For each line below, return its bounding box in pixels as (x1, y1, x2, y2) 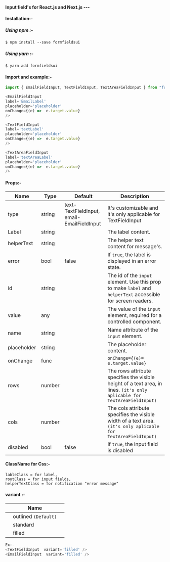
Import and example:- (5, 74, 52, 80)
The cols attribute (107, 404, 150, 411)
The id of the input (107, 272, 152, 279)
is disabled (107, 447, 133, 454)
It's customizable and (107, 204, 158, 211)
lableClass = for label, (5, 472, 58, 477)
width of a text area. (107, 417, 155, 424)
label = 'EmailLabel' (5, 99, 47, 104)
